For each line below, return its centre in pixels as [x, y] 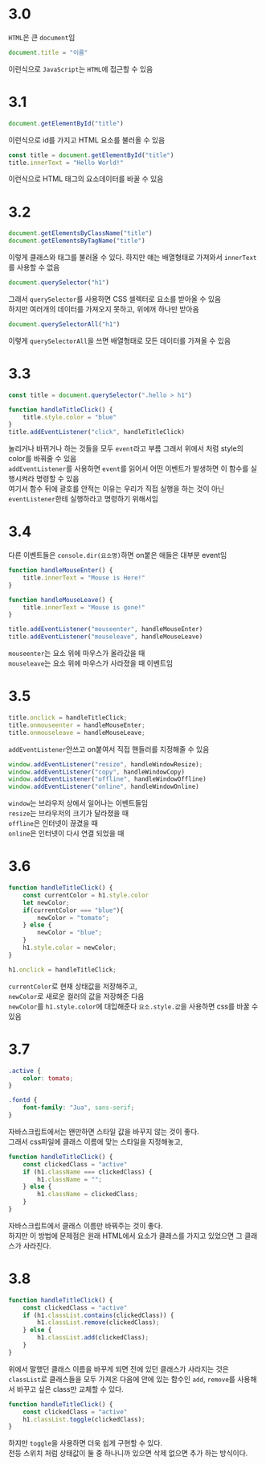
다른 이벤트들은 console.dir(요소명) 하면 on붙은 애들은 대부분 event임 [118, 555]
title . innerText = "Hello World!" [66, 163]
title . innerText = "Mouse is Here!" [84, 578]
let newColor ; [46, 902]
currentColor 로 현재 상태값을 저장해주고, [73, 986]
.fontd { [23, 1100]
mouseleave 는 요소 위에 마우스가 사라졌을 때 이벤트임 [91, 663]
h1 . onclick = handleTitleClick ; [62, 970]
